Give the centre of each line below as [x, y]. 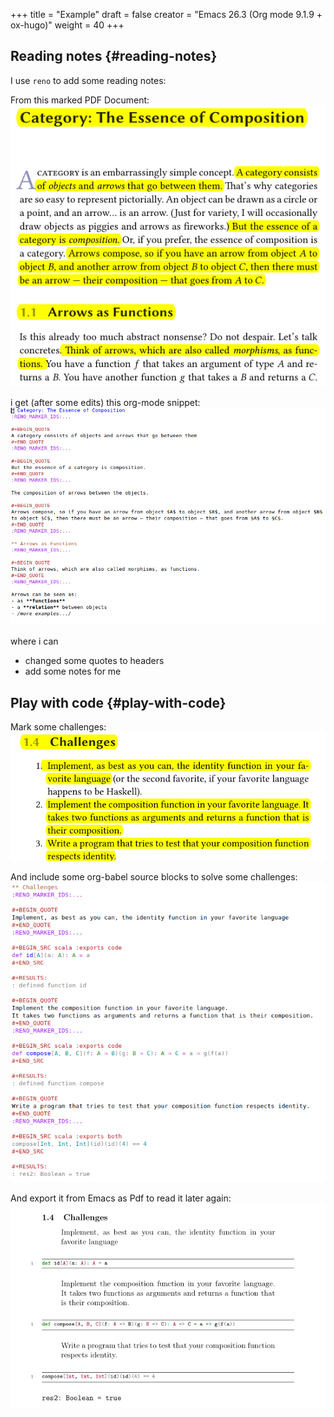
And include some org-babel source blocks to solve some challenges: [154, 877]
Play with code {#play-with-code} [118, 702]
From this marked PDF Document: [80, 100]
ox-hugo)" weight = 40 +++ [67, 25]
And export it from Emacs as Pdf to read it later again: [121, 1198]
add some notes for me [73, 671]
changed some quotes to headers [94, 661]
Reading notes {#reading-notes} [114, 56]
